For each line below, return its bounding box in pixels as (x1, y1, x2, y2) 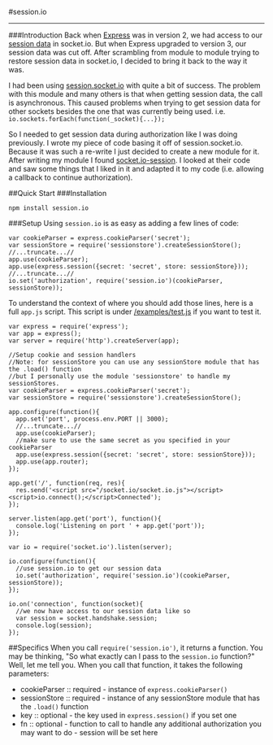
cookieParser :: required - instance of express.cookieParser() (19, 685, 228, 694)
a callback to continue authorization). (8, 172, 133, 182)
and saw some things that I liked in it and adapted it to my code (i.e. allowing (8, 164, 264, 173)
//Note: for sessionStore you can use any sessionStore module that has (8, 358, 260, 366)
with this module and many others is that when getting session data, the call (8, 89, 263, 98)
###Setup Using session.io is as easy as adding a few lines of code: (8, 219, 240, 228)
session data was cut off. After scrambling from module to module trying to (8, 48, 260, 57)
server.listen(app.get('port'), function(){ (8, 515, 162, 523)
